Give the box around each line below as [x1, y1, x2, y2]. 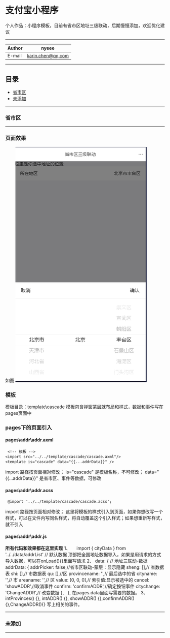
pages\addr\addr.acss [5, 487, 54, 493]
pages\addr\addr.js [5, 533, 47, 539]
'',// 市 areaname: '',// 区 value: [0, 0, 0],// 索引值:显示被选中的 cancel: [5, 577, 150, 583]
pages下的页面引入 [5, 424, 52, 431]
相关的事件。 [55, 601, 82, 607]
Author [7, 45, 23, 51]
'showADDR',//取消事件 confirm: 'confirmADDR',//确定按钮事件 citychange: [5, 583, 160, 590]
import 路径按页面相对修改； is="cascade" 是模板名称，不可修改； [5, 469, 144, 475]
